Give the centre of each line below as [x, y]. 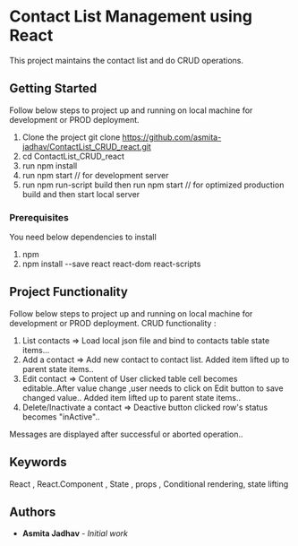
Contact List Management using [131, 17]
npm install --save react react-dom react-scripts [111, 264]
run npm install [50, 165]
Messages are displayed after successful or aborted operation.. [126, 434]
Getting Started [53, 88]
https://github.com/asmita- [172, 137]
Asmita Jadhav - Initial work [75, 533]
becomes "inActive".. [61, 416]
